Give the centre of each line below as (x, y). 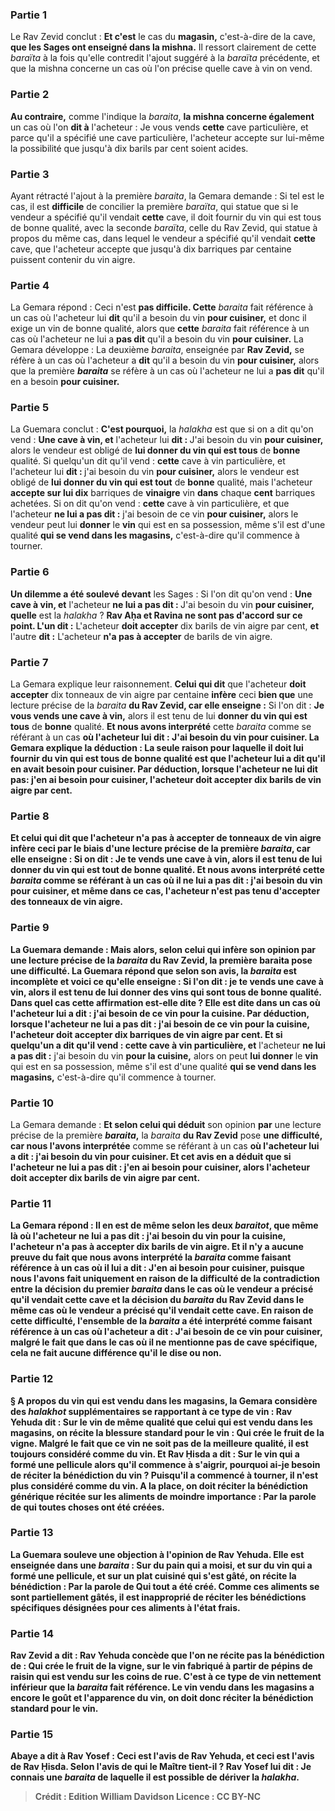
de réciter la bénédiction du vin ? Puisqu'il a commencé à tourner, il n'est (164, 1475)
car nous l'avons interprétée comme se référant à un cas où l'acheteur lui (165, 1145)
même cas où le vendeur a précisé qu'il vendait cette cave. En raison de (162, 1310)
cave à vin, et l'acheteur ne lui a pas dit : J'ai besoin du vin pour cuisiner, (162, 604)
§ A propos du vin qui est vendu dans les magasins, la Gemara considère (164, 1400)
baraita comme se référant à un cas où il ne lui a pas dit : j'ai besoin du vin (166, 880)
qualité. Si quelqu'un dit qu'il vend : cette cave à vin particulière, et (148, 461)
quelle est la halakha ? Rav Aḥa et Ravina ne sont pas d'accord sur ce (156, 615)
